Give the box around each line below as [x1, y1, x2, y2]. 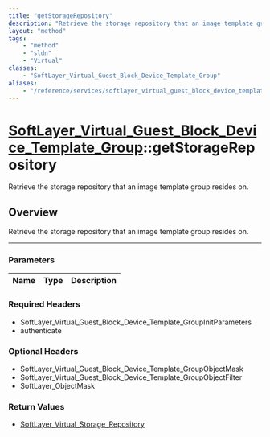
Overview [8, 205, 59, 219]
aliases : [8, 79, 38, 87]
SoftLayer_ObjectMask [19, 381, 95, 391]
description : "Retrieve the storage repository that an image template [8, 19, 253, 27]
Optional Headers [8, 345, 79, 357]
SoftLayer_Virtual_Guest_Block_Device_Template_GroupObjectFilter [19, 373, 243, 382]
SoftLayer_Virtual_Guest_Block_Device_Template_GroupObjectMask [19, 364, 243, 374]
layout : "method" [8, 27, 67, 35]
